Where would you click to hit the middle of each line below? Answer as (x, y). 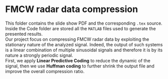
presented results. (24, 34)
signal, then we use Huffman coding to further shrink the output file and (80, 66)
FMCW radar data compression (72, 9)
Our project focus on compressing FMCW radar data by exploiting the (77, 39)
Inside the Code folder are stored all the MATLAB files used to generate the (81, 28)
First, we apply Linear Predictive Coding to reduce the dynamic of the (78, 60)
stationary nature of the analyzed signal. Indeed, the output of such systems (84, 44)
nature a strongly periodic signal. (39, 55)
